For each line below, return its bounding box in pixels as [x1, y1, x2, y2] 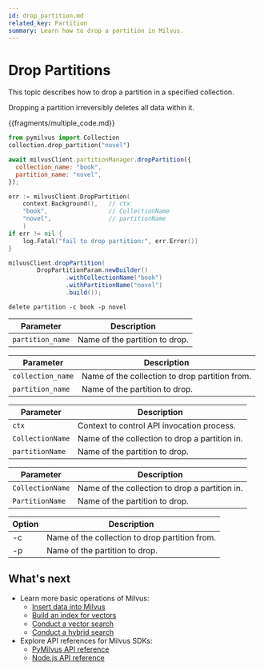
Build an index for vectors [31, 610, 117, 620]
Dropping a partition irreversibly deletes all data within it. [8, 103, 194, 113]
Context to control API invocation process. [77, 420, 236, 431]
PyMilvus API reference [31, 644, 110, 654]
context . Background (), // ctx [22, 200, 130, 208]
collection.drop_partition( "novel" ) [8, 142, 130, 150]
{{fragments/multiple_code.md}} [8, 118, 115, 128]
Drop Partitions [8, 61, 111, 79]
